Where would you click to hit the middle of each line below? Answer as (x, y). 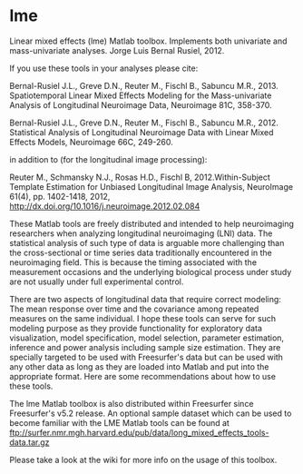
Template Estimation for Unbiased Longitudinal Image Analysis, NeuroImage (151, 186)
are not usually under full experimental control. (97, 281)
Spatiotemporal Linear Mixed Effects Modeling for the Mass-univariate (141, 95)
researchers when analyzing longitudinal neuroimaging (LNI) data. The (141, 233)
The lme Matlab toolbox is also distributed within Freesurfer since (132, 403)
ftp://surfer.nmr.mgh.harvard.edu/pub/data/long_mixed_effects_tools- (139, 432)
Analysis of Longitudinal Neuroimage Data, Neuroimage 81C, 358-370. (141, 104)
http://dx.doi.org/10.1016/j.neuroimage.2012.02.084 (105, 206)
